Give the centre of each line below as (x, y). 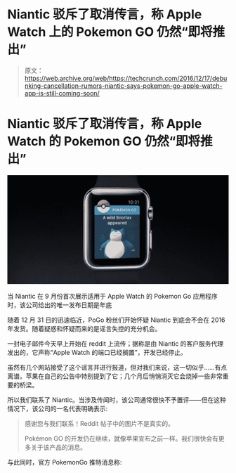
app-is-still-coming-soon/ (62, 93)
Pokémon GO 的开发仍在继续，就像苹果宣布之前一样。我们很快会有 (122, 439)
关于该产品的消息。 (58, 448)
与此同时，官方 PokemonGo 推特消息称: (65, 462)
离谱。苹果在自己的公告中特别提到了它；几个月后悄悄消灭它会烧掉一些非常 (115, 376)
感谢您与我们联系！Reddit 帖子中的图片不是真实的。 (99, 424)
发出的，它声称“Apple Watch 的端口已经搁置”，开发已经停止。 (97, 353)
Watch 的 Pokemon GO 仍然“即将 (104, 142)
